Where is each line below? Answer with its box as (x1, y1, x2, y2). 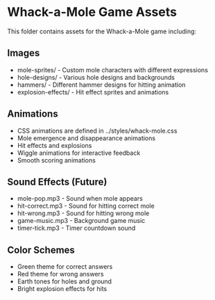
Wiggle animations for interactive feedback (17, 149, 141, 157)
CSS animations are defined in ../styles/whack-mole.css (17, 126, 178, 135)
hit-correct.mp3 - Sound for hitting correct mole (17, 202, 155, 210)
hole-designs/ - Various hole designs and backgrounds (17, 73, 175, 81)
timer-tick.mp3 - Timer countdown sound (17, 224, 136, 233)
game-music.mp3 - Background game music (17, 217, 146, 225)
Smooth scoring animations (17, 156, 96, 164)
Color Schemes (7, 244, 75, 256)
